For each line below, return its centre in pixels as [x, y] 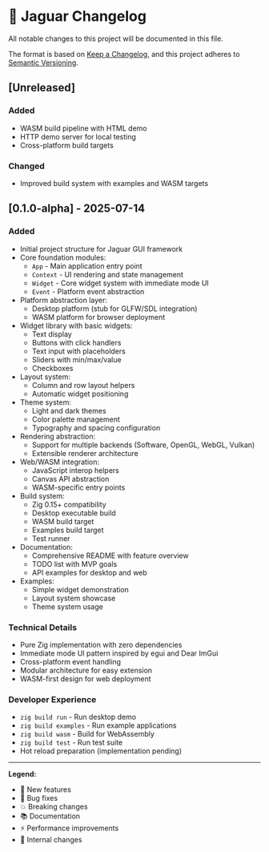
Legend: [22, 774]
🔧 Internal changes [51, 840]
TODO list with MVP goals [74, 563]
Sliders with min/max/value [76, 359]
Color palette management [76, 419]
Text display [52, 334]
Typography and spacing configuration [96, 427]
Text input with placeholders [78, 351]
